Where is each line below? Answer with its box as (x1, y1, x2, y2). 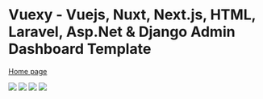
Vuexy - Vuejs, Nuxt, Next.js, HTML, (8, 6, 257, 24)
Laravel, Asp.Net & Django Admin (8, 23, 236, 41)
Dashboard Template (8, 40, 152, 58)
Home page (8, 66, 48, 76)
